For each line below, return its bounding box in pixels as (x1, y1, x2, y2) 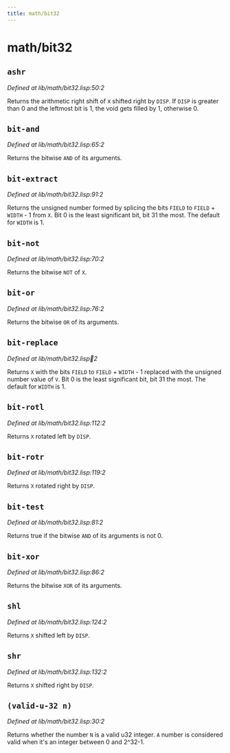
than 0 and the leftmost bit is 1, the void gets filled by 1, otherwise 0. (7, 104, 199, 112)
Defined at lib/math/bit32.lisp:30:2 (7, 717, 105, 725)
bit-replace (7, 338, 58, 348)
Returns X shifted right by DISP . (7, 681, 94, 689)
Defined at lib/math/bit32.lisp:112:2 (7, 419, 106, 427)
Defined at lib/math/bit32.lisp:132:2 (7, 668, 107, 676)
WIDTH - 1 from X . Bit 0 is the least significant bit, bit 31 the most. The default (7, 211, 220, 219)
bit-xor (7, 552, 40, 561)
